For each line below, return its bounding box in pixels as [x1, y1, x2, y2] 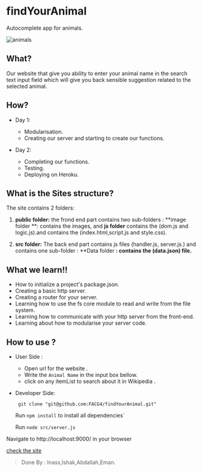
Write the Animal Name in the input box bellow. [24, 371, 138, 378]
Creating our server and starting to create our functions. [24, 135, 165, 142]
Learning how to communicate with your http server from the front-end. [15, 313, 195, 321]
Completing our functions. [24, 158, 90, 165]
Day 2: [15, 146, 32, 153]
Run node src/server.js [15, 424, 76, 431]
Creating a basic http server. [15, 287, 87, 294]
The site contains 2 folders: [6, 204, 75, 211]
